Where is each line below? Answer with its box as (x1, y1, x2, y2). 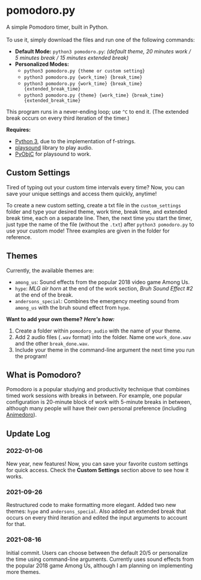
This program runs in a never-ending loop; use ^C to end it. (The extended (6, 108, 189, 115)
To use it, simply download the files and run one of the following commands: (6, 36, 195, 43)
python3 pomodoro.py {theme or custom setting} (23, 68, 145, 74)
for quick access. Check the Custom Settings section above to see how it (6, 467, 189, 474)
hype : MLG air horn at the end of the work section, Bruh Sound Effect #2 (14, 285, 193, 292)
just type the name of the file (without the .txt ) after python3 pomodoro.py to (6, 220, 194, 228)
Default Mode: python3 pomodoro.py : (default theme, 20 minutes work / (14, 47, 191, 55)
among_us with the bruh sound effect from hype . (14, 304, 131, 311)
